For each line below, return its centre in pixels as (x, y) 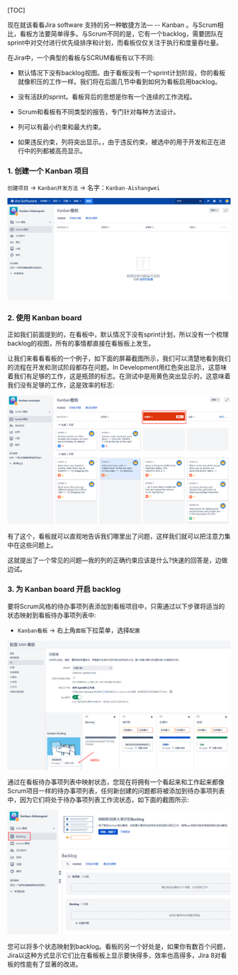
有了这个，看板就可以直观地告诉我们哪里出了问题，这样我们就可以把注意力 (116, 536)
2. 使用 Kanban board (45, 318)
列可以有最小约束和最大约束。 (61, 127)
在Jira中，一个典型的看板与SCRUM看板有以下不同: (81, 57)
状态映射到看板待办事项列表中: (52, 615)
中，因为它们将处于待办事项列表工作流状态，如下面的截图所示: (98, 800)
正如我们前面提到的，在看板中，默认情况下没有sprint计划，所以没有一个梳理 (118, 335)
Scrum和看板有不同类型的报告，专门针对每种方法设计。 (98, 112)
